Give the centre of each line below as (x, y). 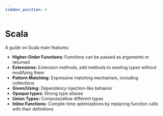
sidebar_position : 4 (26, 10)
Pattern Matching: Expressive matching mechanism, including (75, 78)
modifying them (28, 72)
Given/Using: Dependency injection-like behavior (62, 88)
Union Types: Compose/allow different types (58, 98)
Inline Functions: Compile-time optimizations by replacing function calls (85, 104)
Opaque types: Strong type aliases (47, 93)
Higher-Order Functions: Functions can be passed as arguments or (81, 57)
